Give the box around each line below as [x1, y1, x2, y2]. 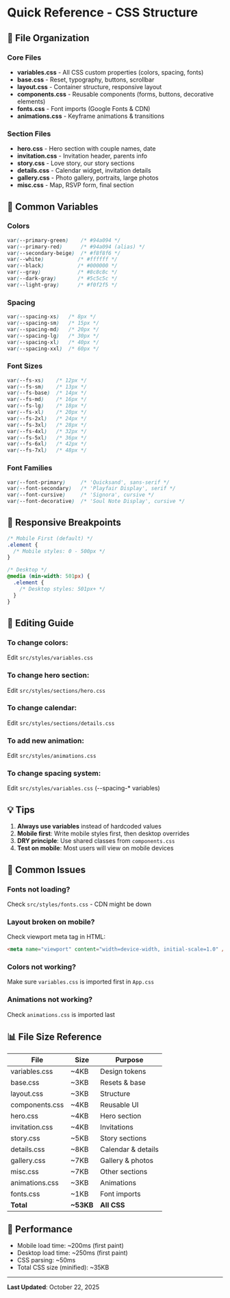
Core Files [7, 53, 42, 62]
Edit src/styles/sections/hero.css [7, 686, 106, 694]
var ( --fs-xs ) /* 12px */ [7, 377, 88, 384]
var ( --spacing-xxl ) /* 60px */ [7, 345, 99, 352]
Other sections [100, 1166, 148, 1176]
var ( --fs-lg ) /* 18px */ [7, 402, 88, 409]
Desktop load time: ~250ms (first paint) [16, 1249, 128, 1257]
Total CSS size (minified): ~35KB [16, 1263, 110, 1272]
